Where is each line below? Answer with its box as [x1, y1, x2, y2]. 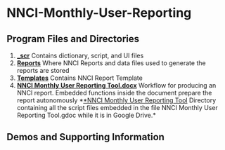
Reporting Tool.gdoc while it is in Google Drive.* [16, 111, 156, 119]
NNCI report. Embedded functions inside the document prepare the [16, 89, 212, 97]
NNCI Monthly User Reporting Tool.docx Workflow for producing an [16, 81, 217, 89]
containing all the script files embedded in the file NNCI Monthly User [16, 104, 219, 111]
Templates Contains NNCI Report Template [16, 74, 143, 82]
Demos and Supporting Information [6, 131, 165, 143]
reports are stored [16, 67, 70, 74]
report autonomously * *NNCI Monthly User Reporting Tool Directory [16, 96, 217, 104]
